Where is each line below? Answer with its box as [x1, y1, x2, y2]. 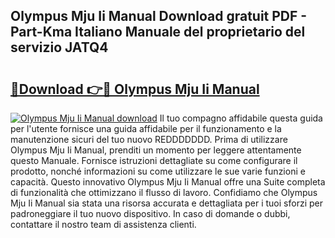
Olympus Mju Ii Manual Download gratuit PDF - [10, 8, 308, 25]
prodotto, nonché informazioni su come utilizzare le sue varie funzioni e [10, 165, 306, 177]
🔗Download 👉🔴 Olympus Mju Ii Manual [10, 80, 260, 98]
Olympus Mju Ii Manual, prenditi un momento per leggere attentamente [10, 144, 302, 156]
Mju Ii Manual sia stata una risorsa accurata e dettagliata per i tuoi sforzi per [10, 197, 323, 209]
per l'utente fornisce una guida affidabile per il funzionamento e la [10, 123, 282, 134]
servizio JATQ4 [10, 39, 109, 56]
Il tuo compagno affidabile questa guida [159, 112, 323, 124]
